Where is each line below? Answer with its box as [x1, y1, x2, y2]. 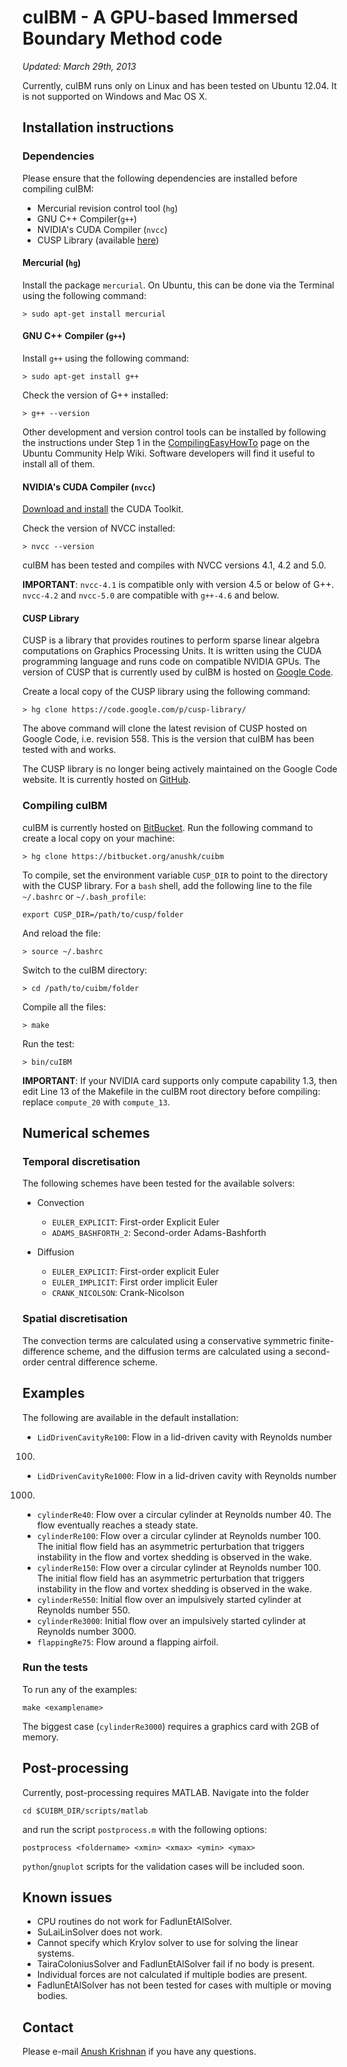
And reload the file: [22, 927, 102, 939]
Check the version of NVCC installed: [22, 522, 176, 535]
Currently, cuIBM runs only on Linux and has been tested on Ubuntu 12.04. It [22, 79, 337, 91]
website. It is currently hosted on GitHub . [22, 774, 192, 786]
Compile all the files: [22, 1001, 107, 1013]
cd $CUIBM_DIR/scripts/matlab [22, 1806, 149, 1816]
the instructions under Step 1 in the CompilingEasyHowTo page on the [22, 437, 310, 449]
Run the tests [22, 1661, 89, 1675]
